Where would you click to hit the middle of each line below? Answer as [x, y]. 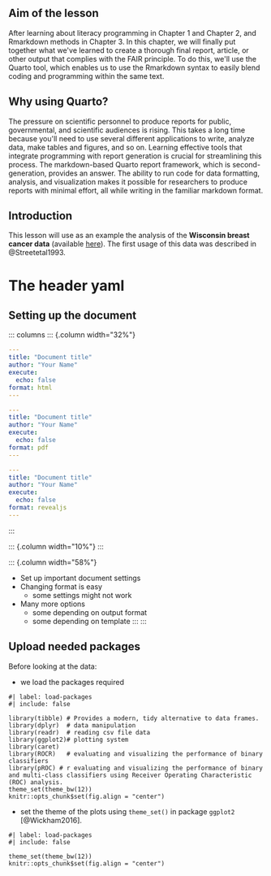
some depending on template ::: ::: [90, 621]
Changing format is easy [61, 586]
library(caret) [34, 747]
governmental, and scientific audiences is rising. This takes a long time [127, 130]
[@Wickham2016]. [51, 820]
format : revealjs [38, 508]
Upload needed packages [74, 646]
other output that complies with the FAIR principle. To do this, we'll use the [133, 59]
